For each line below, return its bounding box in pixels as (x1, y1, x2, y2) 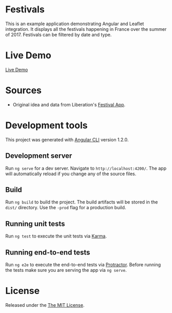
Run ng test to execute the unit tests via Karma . (5, 233, 107, 240)
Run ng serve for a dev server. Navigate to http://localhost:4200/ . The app (5, 165, 167, 171)
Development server (5, 152, 72, 160)
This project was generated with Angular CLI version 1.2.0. (5, 136, 129, 142)
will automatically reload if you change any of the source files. (5, 171, 137, 177)
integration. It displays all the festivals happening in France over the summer (5, 26, 167, 32)
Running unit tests (5, 219, 65, 228)
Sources (5, 85, 42, 96)
